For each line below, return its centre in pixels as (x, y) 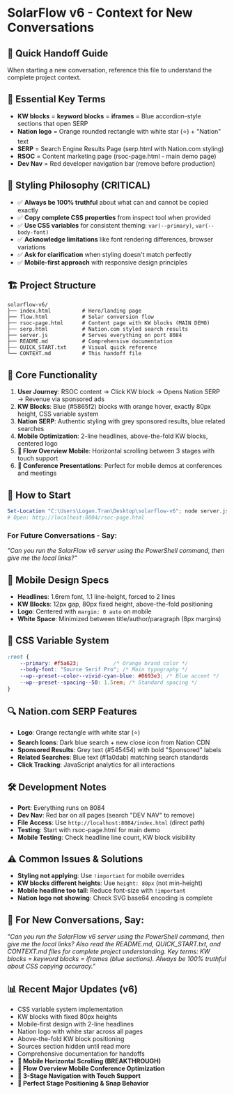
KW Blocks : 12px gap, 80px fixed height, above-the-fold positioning (115, 604)
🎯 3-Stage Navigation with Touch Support (79, 1076)
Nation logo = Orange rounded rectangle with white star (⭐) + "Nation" (119, 131)
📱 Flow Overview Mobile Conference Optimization (91, 1069)
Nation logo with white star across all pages (80, 1031)
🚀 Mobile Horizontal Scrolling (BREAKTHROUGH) (89, 1061)
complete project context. (44, 77)
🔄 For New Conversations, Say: (76, 920)
